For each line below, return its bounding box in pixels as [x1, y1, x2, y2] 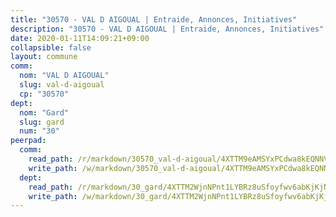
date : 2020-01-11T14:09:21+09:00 [10, 33, 150, 43]
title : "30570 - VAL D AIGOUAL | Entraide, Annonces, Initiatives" [10, 14, 298, 25]
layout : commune [10, 52, 78, 62]
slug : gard [19, 117, 65, 127]
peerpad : [10, 136, 47, 146]
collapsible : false [10, 42, 92, 53]
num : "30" [19, 126, 60, 136]
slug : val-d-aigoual [19, 80, 105, 90]
